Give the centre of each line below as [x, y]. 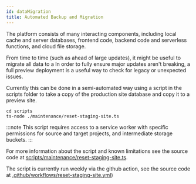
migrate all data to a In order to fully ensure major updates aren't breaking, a [98, 64]
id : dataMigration [28, 11]
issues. [15, 76]
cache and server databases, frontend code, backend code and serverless [97, 40]
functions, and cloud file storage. [46, 46]
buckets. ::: [20, 139]
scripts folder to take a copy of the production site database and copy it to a [98, 94]
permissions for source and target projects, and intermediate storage [89, 133]
